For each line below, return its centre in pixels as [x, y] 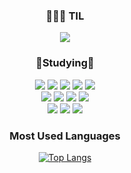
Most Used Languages [65, 136]
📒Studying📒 [65, 63]
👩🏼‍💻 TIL [65, 16]
